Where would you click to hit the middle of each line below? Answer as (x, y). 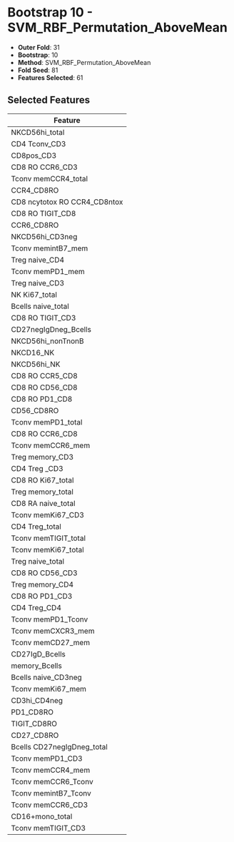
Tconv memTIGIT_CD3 (49, 828)
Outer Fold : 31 (39, 47)
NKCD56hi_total (38, 132)
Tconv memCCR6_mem (51, 445)
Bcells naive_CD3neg (46, 677)
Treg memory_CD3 (42, 457)
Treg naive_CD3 (38, 283)
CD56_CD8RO (35, 410)
